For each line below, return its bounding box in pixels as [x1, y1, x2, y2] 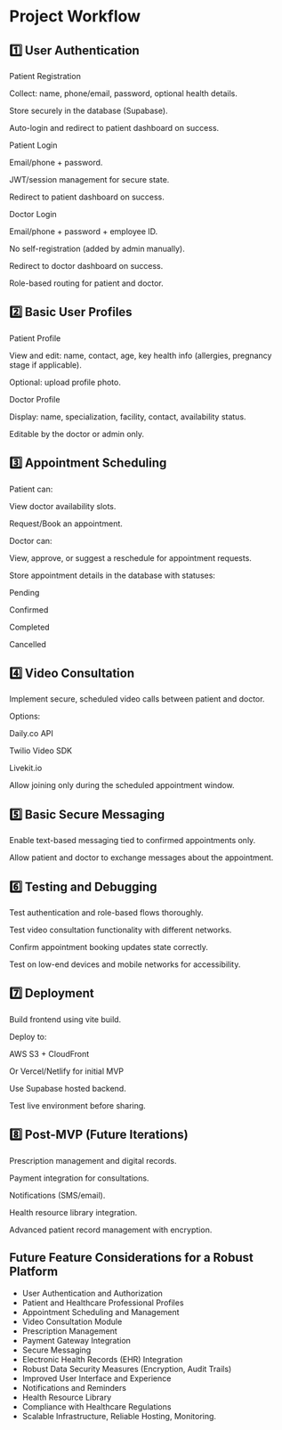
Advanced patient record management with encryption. [9, 1224, 213, 1235]
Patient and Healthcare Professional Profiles [21, 1297, 184, 1308]
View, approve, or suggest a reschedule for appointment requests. [9, 552, 252, 563]
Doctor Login [9, 209, 58, 219]
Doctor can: [9, 535, 52, 546]
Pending [9, 587, 40, 597]
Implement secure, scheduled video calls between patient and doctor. [9, 694, 265, 704]
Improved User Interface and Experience [21, 1373, 172, 1384]
